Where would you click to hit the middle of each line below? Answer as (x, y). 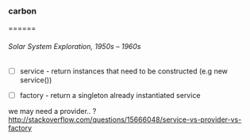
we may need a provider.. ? (52, 111)
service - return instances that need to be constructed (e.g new (124, 71)
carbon (23, 11)
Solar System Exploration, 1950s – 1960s (75, 46)
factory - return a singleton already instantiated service (110, 95)
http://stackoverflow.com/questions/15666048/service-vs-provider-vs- (125, 119)
